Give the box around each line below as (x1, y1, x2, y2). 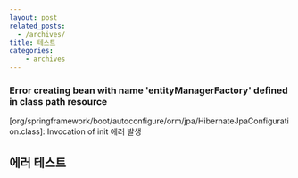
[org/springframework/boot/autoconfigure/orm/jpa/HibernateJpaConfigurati (9, 115, 290, 126)
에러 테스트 (9, 155, 67, 170)
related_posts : (9, 21, 66, 30)
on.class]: (9, 126, 46, 137)
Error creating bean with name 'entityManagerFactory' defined (9, 84, 288, 97)
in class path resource (9, 95, 108, 107)
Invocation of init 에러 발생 (46, 126, 142, 137)
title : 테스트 (9, 38, 56, 47)
